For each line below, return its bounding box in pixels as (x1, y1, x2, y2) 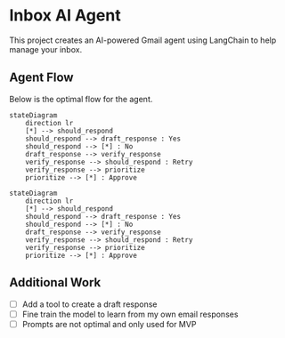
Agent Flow (9, 70, 74, 85)
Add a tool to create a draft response (21, 299, 158, 310)
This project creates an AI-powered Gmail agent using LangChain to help (9, 35, 277, 45)
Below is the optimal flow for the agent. (9, 93, 153, 104)
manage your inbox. (9, 44, 83, 54)
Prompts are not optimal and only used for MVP (21, 318, 197, 329)
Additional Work (9, 275, 102, 290)
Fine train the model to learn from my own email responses (21, 309, 239, 319)
